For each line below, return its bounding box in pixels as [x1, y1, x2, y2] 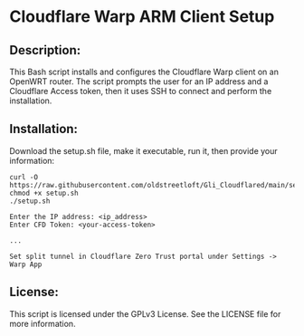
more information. [9, 318, 76, 329]
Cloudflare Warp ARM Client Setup [9, 6, 275, 27]
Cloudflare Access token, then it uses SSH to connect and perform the [9, 86, 272, 96]
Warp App [9, 260, 43, 269]
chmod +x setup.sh [9, 188, 79, 197]
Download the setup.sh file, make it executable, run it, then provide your [9, 145, 278, 156]
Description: [9, 43, 81, 58]
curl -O [9, 172, 39, 182]
